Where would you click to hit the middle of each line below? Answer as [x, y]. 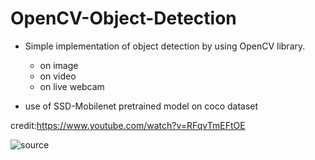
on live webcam [72, 86]
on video [58, 76]
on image [59, 65]
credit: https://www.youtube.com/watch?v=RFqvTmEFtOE [128, 125]
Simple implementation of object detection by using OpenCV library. [165, 46]
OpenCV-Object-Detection [123, 18]
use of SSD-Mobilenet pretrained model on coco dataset [141, 106]
